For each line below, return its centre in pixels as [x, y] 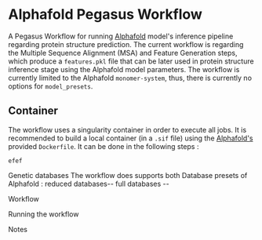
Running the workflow [44, 214]
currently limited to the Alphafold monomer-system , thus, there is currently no [130, 78]
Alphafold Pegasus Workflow [105, 15]
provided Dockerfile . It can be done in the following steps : [104, 146]
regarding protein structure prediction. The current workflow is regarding [126, 44]
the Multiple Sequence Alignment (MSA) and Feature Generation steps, [123, 53]
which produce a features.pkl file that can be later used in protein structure [131, 61]
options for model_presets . [51, 86]
